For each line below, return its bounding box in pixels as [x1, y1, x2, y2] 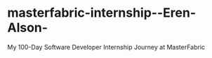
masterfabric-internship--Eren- [7, 5, 197, 21]
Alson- [7, 20, 48, 36]
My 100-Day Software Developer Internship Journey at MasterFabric [7, 43, 206, 51]
